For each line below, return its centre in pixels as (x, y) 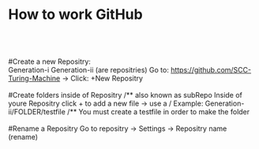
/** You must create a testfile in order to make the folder (158, 111)
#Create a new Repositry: (49, 61)
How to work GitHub (76, 15)
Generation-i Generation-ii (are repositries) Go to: (89, 69)
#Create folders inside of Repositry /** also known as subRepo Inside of (126, 95)
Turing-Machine (34, 78)
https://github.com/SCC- (211, 69)
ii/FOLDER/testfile (37, 111)
